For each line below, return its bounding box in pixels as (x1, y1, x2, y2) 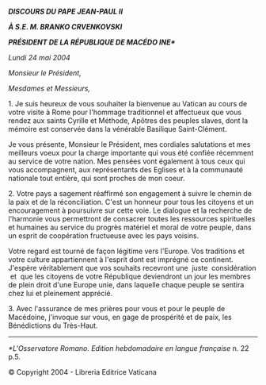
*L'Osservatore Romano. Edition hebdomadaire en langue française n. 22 (8, 344, 249, 352)
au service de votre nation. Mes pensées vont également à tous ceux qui (8, 156, 245, 166)
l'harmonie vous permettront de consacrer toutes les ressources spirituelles (8, 214, 256, 223)
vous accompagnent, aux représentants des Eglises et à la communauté (8, 165, 244, 174)
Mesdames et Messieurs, (8, 83, 91, 93)
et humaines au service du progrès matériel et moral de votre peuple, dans (8, 222, 252, 232)
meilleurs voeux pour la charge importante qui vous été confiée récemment (8, 148, 254, 157)
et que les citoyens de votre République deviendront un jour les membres (9, 271, 251, 281)
